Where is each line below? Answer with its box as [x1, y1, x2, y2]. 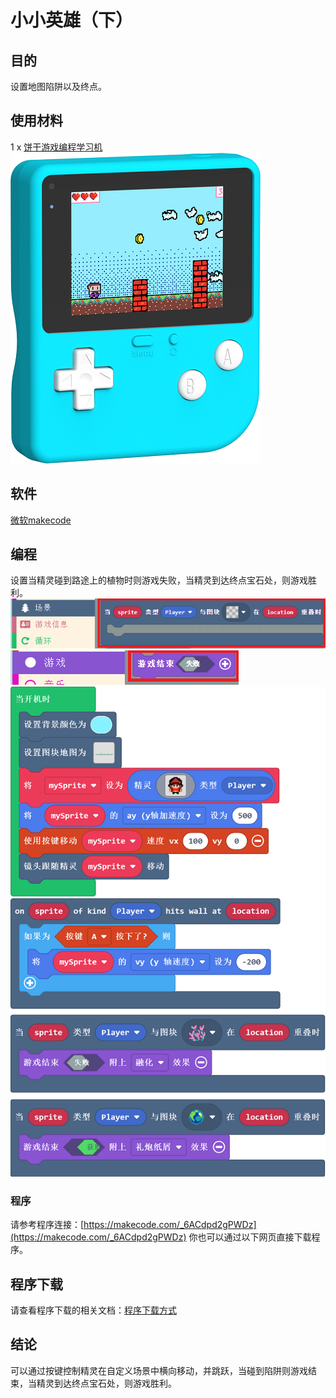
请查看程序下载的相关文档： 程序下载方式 [10, 1304, 177, 1316]
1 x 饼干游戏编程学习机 [10, 141, 103, 153]
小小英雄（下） [10, 9, 134, 32]
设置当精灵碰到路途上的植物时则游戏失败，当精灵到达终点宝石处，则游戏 [10, 574, 308, 586]
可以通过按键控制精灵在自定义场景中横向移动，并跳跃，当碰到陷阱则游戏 [10, 1364, 308, 1376]
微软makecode [10, 514, 72, 526]
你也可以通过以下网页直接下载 [188, 1231, 312, 1243]
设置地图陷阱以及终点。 [10, 81, 107, 92]
